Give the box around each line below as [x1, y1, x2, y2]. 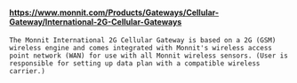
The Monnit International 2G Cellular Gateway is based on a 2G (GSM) [9, 36, 277, 45]
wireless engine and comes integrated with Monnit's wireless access [9, 44, 273, 53]
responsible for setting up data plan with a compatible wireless [9, 59, 261, 68]
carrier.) [9, 67, 46, 76]
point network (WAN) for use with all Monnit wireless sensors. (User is [9, 51, 289, 61]
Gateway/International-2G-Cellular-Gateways [9, 16, 182, 26]
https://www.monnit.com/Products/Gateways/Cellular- [9, 7, 220, 18]
